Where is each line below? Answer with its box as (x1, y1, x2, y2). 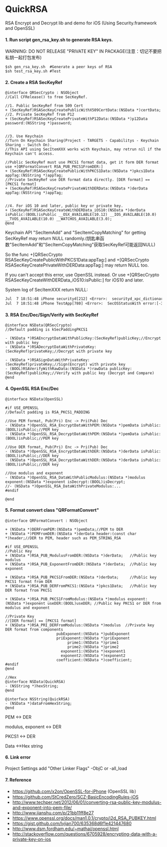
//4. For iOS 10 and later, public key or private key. (5, 203, 123, 208)
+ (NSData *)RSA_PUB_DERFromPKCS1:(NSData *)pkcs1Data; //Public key (5, 583, 157, 588)
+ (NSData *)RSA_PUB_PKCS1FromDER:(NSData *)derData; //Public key (5, 574, 157, 580)
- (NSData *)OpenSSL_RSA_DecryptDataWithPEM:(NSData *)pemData (5, 431, 139, 436)
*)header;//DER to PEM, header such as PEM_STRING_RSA (5, 536, 121, 541)
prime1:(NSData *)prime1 (67, 640, 119, 645)
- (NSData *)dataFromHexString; (5, 701, 72, 706)
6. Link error (5, 754, 31, 760)
